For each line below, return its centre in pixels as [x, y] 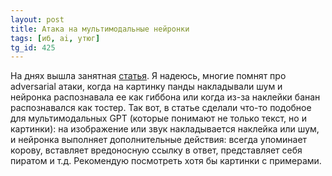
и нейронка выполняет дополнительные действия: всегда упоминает [159, 140]
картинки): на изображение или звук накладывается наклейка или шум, [165, 129]
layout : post [37, 19]
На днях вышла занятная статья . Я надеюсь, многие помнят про [148, 76]
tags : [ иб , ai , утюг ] [55, 38]
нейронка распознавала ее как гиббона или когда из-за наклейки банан [165, 97]
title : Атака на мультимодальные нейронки [100, 29]
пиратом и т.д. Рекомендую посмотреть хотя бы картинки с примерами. [166, 161]
